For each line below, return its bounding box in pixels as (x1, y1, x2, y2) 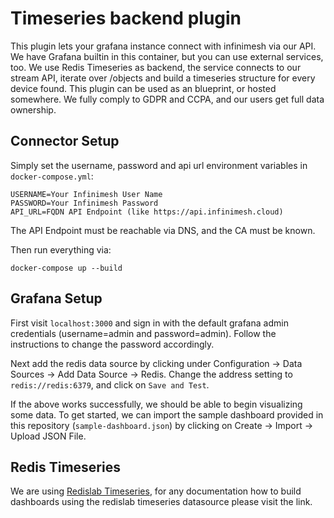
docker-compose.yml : (10, 170, 94, 182)
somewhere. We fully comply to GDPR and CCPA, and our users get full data (10, 93, 325, 105)
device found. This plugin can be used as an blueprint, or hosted (10, 82, 277, 94)
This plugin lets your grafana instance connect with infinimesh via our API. (10, 40, 317, 52)
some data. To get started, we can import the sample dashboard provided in (10, 408, 324, 421)
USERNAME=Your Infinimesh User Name (10, 189, 163, 199)
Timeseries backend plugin (10, 7, 242, 30)
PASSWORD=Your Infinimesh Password (10, 198, 159, 208)
